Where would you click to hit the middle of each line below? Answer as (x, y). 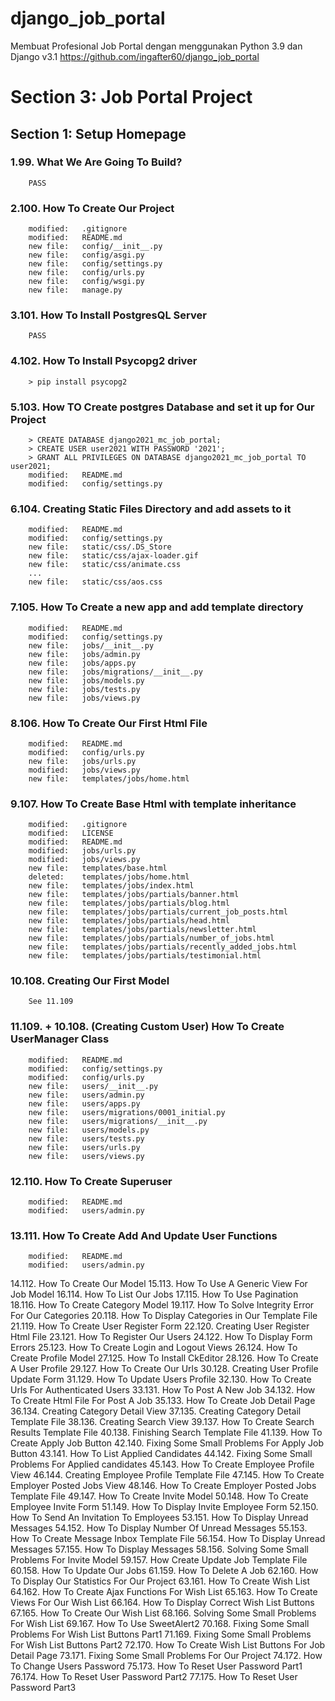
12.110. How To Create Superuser (91, 1181)
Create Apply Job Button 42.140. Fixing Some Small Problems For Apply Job (167, 1443)
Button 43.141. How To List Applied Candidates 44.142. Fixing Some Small (161, 1454)
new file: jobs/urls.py (82, 761)
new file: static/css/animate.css (105, 565)
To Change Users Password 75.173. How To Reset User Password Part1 (156, 1666)
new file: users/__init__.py (93, 1086)
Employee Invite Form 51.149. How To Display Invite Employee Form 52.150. (164, 1507)
